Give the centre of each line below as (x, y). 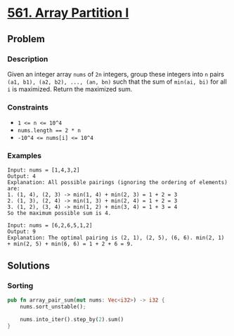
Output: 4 (22, 176)
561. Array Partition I (68, 13)
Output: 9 (22, 232)
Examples (25, 156)
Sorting (20, 285)
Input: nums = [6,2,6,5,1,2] (50, 226)
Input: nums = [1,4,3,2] (44, 170)
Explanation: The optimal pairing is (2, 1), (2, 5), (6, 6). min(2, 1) (116, 238)
